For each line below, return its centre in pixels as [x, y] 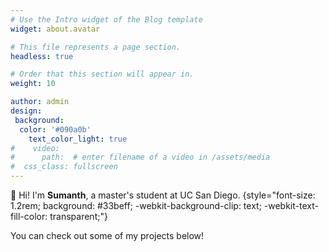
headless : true [42, 56]
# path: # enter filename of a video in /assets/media [140, 157]
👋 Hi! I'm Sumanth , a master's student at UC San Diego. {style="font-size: [163, 195]
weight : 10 [33, 84]
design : [26, 111]
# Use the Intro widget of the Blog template [106, 19]
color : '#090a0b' [55, 129]
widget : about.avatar [55, 29]
